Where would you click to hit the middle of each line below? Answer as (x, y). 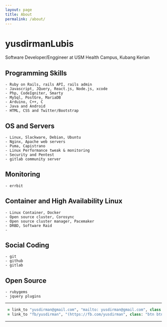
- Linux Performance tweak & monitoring (48, 150)
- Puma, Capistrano (25, 146)
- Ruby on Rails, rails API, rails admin (49, 85)
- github (14, 261)
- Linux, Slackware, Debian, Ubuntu (43, 137)
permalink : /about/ (25, 19)
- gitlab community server (33, 159)
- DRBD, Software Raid (29, 225)
